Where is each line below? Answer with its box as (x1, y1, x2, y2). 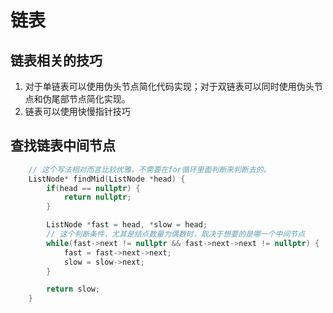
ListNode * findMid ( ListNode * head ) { (28, 174, 186, 184)
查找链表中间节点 (10, 137, 116, 155)
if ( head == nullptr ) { (46, 183, 141, 193)
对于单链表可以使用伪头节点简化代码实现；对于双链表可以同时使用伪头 (24, 81, 315, 92)
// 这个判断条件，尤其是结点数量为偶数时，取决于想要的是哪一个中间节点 (46, 229, 306, 240)
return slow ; (46, 284, 101, 295)
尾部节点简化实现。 (51, 93, 131, 105)
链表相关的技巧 (10, 52, 103, 69)
